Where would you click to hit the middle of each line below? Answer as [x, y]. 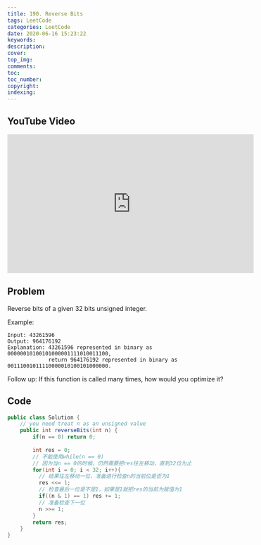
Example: [21, 322]
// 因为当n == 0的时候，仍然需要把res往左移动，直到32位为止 [112, 463]
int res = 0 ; [52, 450]
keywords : [22, 40]
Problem [26, 292]
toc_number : [25, 79]
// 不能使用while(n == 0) [68, 457]
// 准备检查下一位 [62, 502]
